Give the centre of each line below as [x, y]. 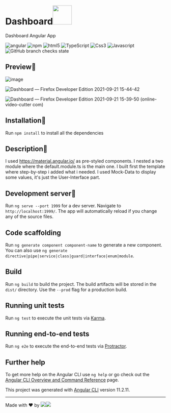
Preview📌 [21, 67]
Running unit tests [35, 306]
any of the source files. [29, 216]
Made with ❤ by [22, 405]
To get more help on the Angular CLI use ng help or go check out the [77, 375]
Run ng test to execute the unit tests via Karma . [55, 318]
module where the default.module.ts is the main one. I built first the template [85, 166]
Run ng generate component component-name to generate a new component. [84, 245]
